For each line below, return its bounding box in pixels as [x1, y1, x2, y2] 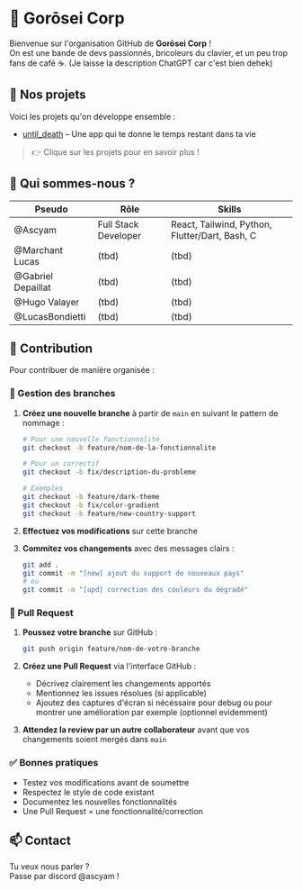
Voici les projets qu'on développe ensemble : [9, 111, 176, 122]
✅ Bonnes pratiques [9, 757, 99, 769]
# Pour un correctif [22, 459, 100, 468]
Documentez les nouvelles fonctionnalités [22, 796, 178, 807]
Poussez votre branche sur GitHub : [22, 627, 157, 638]
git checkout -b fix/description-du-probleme [22, 468, 196, 477]
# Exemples [22, 484, 64, 494]
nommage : [22, 417, 65, 428]
